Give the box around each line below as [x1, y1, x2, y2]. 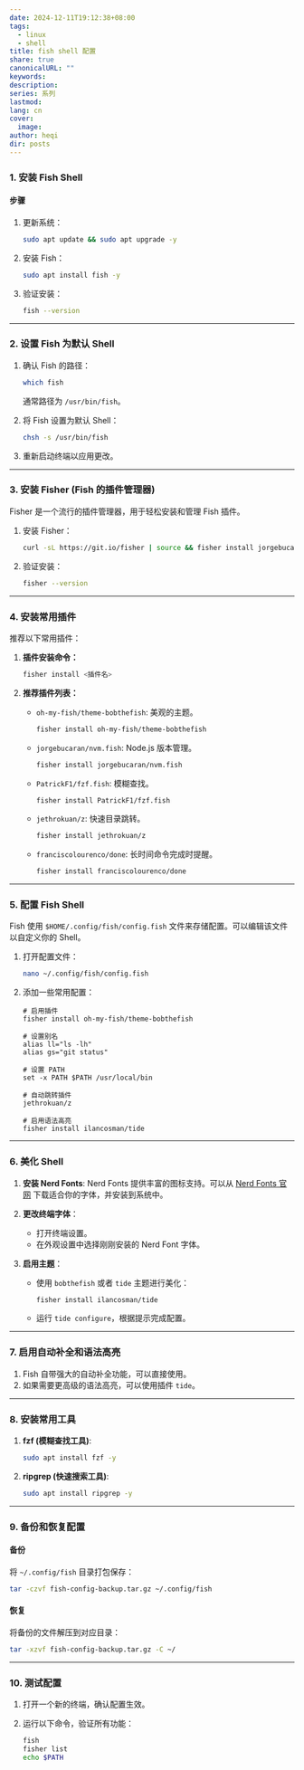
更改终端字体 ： [22, 1208, 79, 1219]
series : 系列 [9, 89, 56, 98]
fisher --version [22, 578, 89, 588]
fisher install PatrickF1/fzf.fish [35, 795, 170, 805]
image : [17, 123, 43, 132]
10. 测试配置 [9, 1676, 62, 1689]
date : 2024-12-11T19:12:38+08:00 [9, 13, 136, 23]
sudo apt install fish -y [22, 271, 120, 280]
